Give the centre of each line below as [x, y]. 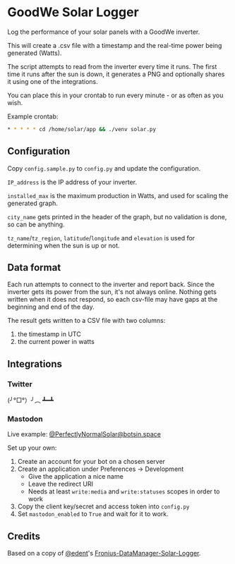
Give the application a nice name [76, 477]
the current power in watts [56, 342]
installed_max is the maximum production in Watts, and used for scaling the [118, 195]
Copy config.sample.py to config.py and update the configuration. [104, 168]
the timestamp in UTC [49, 334]
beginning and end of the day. [51, 307]
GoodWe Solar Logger [73, 12]
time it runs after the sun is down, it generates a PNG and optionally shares [116, 74]
